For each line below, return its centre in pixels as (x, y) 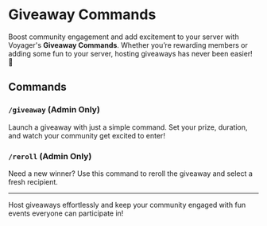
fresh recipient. (33, 181)
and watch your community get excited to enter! (87, 135)
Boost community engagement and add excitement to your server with (124, 37)
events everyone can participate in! (66, 213)
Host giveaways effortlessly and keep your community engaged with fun (127, 205)
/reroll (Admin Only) (50, 156)
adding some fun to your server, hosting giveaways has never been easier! (130, 53)
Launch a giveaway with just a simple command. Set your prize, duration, (128, 127)
